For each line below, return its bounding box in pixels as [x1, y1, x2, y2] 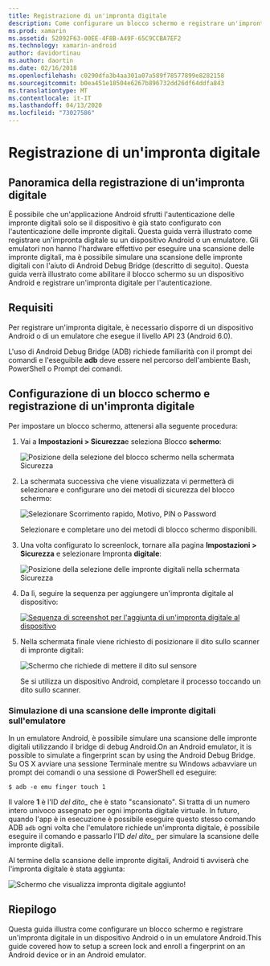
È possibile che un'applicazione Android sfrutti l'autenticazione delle [8, 210, 235, 219]
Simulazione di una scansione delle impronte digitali [8, 705, 216, 716]
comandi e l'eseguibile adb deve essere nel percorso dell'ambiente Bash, [8, 355, 252, 364]
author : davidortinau [8, 49, 81, 57]
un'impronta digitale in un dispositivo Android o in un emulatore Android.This [8, 932, 262, 942]
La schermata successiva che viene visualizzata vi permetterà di [19, 476, 235, 486]
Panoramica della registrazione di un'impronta [8, 175, 245, 189]
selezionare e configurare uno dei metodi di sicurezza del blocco [19, 484, 235, 495]
